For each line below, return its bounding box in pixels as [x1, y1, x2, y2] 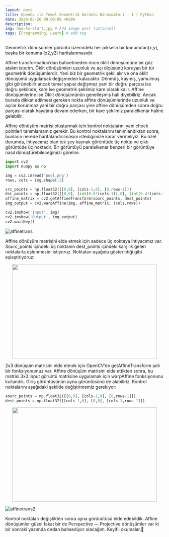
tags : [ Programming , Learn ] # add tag [5, 31, 87, 36]
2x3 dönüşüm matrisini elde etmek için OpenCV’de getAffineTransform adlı [5, 363, 160, 369]
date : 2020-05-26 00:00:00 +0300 [5, 17, 75, 22]
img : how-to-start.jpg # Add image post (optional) [5, 26, 116, 31]
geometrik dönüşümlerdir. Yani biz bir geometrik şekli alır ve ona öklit [5, 70, 148, 76]
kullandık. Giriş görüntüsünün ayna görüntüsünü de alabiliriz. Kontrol [5, 378, 147, 385]
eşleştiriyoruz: [5, 254, 35, 260]
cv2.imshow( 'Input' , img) [5, 210, 59, 215]
